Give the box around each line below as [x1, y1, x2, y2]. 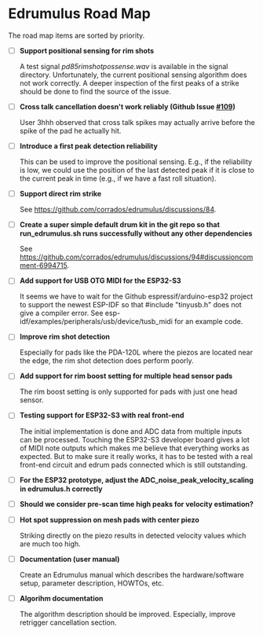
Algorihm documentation [19, 593, 104, 603]
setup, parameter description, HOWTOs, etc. [19, 578, 165, 588]
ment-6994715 [19, 261, 68, 270]
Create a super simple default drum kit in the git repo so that [19, 220, 220, 229]
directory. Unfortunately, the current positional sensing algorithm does [19, 70, 247, 79]
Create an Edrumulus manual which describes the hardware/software [19, 570, 245, 579]
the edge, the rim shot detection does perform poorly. [19, 356, 194, 365]
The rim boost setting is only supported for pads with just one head [19, 387, 238, 397]
